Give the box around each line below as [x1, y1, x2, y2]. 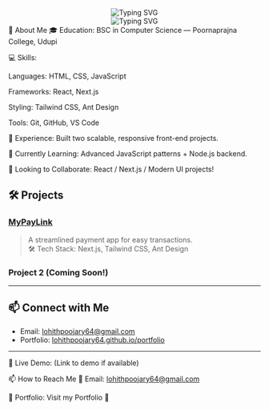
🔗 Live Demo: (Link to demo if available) [8, 358, 139, 368]
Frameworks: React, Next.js [8, 87, 99, 96]
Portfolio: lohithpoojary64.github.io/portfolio [19, 335, 166, 344]
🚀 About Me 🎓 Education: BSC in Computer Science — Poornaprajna [8, 26, 238, 34]
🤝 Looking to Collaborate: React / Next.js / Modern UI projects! [8, 164, 215, 174]
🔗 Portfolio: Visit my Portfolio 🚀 [8, 392, 110, 402]
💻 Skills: [8, 53, 38, 62]
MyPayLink [8, 216, 54, 227]
